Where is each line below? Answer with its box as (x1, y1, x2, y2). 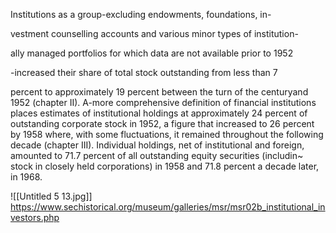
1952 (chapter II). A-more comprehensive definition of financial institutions (10, 97, 317, 108)
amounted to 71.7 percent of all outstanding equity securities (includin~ (10, 150, 304, 161)
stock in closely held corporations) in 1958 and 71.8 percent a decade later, (10, 160, 320, 172)
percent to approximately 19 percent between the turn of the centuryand (10, 86, 309, 98)
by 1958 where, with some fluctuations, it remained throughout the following (10, 129, 324, 140)
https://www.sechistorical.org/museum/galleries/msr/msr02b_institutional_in (10, 201, 326, 213)
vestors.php (10, 212, 60, 223)
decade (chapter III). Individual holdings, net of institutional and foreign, (10, 139, 305, 151)
